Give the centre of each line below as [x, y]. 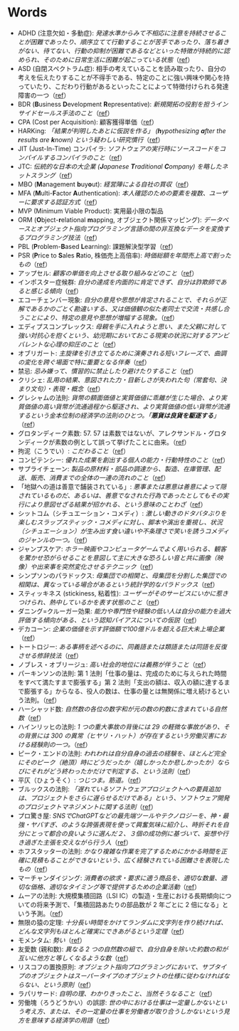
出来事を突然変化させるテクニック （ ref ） [97, 566]
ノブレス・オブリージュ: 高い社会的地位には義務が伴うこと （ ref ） [113, 664]
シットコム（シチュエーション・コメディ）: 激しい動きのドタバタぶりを [122, 513]
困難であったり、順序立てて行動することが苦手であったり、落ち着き [130, 42]
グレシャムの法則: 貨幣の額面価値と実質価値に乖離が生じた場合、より [119, 397]
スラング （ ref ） [53, 175]
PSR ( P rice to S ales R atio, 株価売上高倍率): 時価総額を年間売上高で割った [124, 255]
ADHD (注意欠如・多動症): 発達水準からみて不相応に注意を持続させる [119, 33]
